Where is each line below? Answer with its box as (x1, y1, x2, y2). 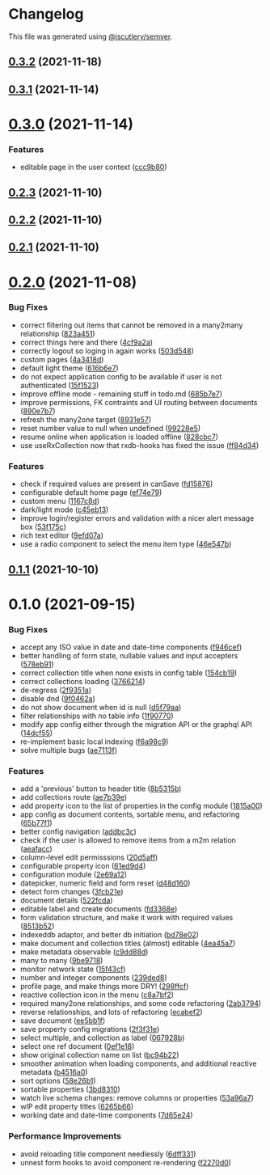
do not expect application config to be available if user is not (19, 371, 222, 381)
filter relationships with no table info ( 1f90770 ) (19, 711, 174, 721)
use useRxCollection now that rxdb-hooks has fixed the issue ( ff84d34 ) (19, 440, 259, 450)
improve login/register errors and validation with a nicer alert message (19, 514, 255, 523)
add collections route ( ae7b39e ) (19, 792, 128, 802)
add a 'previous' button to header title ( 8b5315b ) (19, 784, 182, 793)
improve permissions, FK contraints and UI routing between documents (19, 397, 258, 407)
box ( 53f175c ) (19, 522, 67, 532)
